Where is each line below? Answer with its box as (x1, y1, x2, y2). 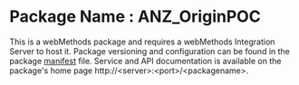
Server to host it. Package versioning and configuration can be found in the (9, 45, 290, 56)
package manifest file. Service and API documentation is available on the (9, 55, 282, 66)
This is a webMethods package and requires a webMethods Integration (9, 36, 275, 47)
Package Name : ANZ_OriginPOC (9, 6, 261, 27)
